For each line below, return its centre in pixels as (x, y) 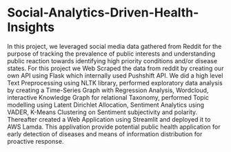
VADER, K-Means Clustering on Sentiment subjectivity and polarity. (102, 112)
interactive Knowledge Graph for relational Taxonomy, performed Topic (108, 97)
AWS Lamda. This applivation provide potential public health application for (114, 127)
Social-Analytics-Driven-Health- (103, 13)
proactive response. (36, 141)
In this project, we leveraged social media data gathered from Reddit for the (114, 46)
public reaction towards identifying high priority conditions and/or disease (112, 61)
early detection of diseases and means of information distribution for (105, 134)
